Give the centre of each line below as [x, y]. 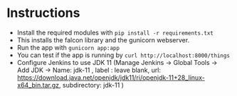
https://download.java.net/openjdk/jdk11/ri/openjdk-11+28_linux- [111, 77]
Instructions [43, 13]
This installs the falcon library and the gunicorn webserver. [103, 40]
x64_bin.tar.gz [38, 85]
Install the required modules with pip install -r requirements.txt [115, 32]
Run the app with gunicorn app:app [68, 47]
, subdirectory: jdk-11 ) [91, 85]
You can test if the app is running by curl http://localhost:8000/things [123, 55]
